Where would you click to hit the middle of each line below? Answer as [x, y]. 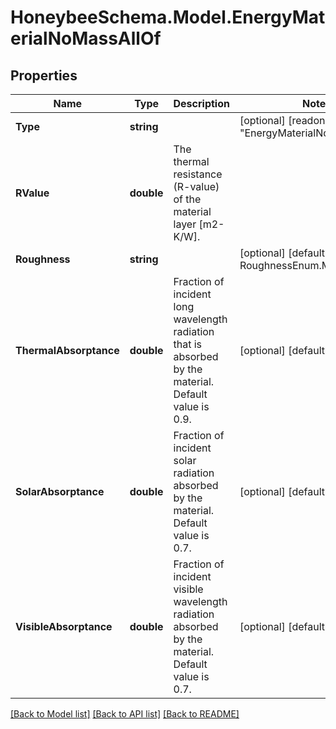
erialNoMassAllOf [86, 38]
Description [201, 103]
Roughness [43, 259]
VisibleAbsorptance [64, 626]
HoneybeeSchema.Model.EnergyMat [168, 17]
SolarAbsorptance [60, 491]
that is [188, 344]
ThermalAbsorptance [67, 350]
